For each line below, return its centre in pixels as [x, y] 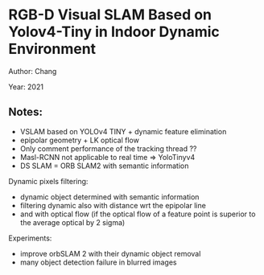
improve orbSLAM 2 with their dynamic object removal [110, 253]
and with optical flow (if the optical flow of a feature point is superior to [138, 214]
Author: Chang [33, 71]
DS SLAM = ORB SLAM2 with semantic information [104, 166]
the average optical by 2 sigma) [72, 222]
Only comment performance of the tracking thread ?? [108, 148]
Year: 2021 [26, 87]
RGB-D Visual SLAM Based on [110, 15]
